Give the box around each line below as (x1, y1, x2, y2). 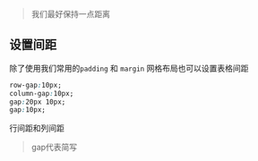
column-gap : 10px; (9, 89, 74, 97)
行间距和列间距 (9, 123, 64, 133)
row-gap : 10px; (9, 80, 63, 89)
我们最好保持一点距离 (30, 9, 110, 19)
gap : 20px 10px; (9, 97, 66, 106)
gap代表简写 (30, 142, 78, 153)
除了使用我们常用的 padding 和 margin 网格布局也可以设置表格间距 (9, 63, 249, 73)
